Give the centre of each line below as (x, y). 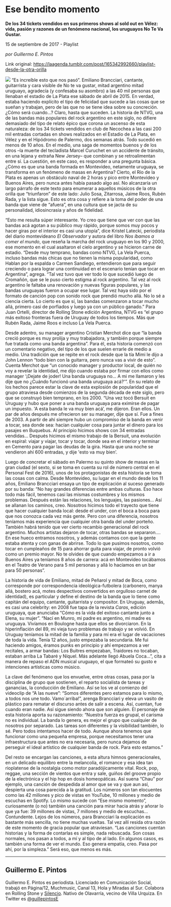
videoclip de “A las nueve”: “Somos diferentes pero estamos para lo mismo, (84, 693)
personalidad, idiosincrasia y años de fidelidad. (55, 210)
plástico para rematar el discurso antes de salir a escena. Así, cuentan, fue (83, 704)
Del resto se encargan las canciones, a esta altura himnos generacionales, (83, 757)
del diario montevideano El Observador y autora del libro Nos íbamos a (80, 236)
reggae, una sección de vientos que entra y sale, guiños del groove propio (83, 773)
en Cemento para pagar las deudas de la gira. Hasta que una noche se (79, 446)
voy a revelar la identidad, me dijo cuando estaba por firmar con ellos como (84, 370)
